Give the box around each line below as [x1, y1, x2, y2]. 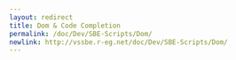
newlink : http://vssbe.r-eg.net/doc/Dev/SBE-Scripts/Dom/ [9, 37, 228, 47]
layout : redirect [9, 12, 74, 22]
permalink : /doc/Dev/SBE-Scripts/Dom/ [9, 29, 153, 38]
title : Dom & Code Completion [9, 21, 122, 30]
